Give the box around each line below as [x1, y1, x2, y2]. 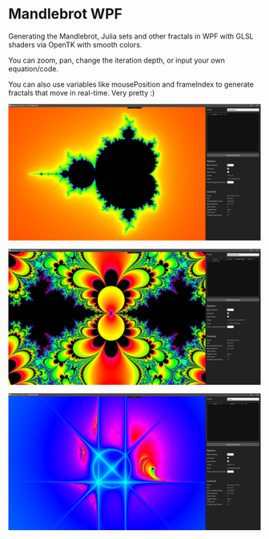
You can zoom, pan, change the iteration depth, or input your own [8, 55, 226, 65]
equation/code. [8, 63, 58, 73]
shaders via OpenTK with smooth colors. [8, 39, 143, 49]
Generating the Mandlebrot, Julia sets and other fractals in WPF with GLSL [8, 31, 254, 41]
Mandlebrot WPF [8, 5, 122, 23]
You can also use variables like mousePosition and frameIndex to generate [8, 79, 255, 89]
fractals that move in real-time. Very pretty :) [8, 87, 155, 97]
